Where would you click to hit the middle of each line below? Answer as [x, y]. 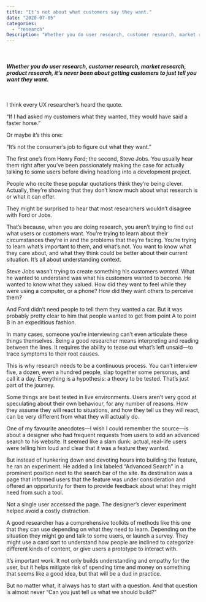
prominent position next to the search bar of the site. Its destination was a [99, 473]
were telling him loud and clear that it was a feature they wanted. [88, 448]
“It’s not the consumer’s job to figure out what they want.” [79, 147]
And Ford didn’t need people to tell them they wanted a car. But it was [94, 310]
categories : [21, 23]
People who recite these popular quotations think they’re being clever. [95, 184]
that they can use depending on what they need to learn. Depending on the [101, 529]
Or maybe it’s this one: [35, 135]
